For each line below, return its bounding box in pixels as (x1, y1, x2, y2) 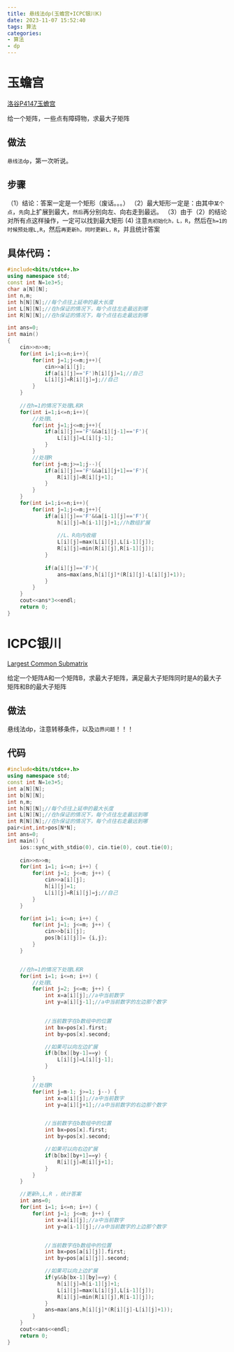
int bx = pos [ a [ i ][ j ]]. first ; (44, 1248, 127, 1256)
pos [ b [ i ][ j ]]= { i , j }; (44, 934, 108, 941)
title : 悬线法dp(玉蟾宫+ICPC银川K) (7, 10, 103, 17)
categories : (7, 29, 42, 37)
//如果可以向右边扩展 (44, 1146, 98, 1153)
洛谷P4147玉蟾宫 (7, 99, 56, 108)
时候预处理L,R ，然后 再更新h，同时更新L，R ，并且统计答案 (7, 225, 161, 233)
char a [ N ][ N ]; (7, 286, 49, 293)
